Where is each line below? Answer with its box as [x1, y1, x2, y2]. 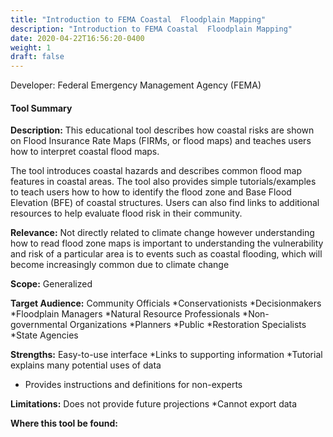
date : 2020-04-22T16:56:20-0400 [10, 33, 145, 43]
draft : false [10, 52, 65, 62]
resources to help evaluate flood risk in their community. [10, 207, 243, 220]
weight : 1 [10, 42, 52, 53]
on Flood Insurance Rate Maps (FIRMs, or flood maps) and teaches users [10, 135, 312, 147]
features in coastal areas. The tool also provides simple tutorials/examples [10, 176, 317, 188]
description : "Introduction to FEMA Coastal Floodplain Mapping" [10, 24, 293, 34]
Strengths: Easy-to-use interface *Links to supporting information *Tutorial [10, 349, 323, 361]
